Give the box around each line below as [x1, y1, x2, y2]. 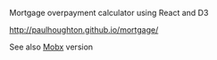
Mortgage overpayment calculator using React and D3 [9, 8, 209, 18]
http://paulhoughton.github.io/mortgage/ [9, 25, 159, 34]
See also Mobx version [9, 41, 94, 52]
